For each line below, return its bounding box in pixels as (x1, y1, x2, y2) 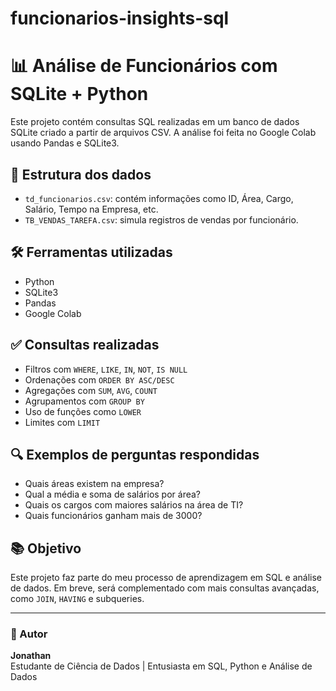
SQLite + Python (10, 83, 149, 106)
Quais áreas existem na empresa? (24, 478, 165, 490)
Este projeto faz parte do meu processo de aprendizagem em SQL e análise (10, 572, 323, 584)
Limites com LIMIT (24, 416, 101, 428)
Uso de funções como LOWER (24, 405, 142, 417)
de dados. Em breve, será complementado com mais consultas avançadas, (10, 582, 320, 594)
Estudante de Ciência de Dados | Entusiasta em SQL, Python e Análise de (10, 660, 313, 672)
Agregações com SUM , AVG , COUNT (24, 384, 158, 396)
